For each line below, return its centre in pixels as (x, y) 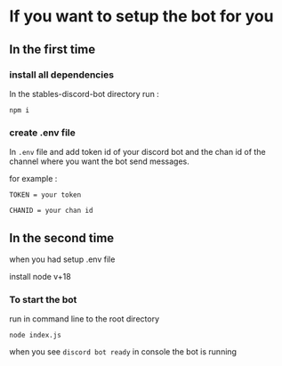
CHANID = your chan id (51, 211)
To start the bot (43, 299)
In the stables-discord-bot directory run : (85, 94)
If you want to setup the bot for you (141, 16)
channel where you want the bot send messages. (99, 161)
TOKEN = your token (45, 195)
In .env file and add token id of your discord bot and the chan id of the (137, 152)
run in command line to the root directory (85, 319)
